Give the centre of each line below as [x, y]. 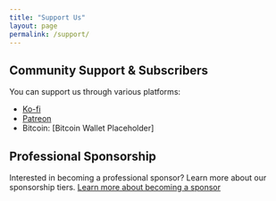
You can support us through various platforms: [95, 92]
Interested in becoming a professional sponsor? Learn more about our [138, 178]
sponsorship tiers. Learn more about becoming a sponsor [115, 187]
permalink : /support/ [50, 34]
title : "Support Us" [48, 17]
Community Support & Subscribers [109, 70]
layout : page [33, 26]
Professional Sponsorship [83, 156]
